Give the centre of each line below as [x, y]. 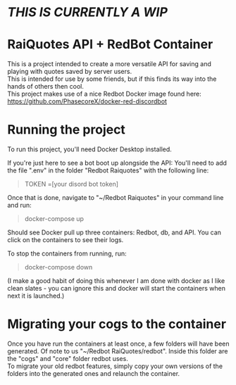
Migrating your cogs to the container [117, 324]
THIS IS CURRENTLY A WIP [87, 12]
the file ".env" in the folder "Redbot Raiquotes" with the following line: [108, 170]
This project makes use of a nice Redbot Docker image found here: [105, 94]
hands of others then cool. [46, 87]
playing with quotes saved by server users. [70, 72]
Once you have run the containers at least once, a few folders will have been [118, 343]
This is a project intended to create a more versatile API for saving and [109, 64]
